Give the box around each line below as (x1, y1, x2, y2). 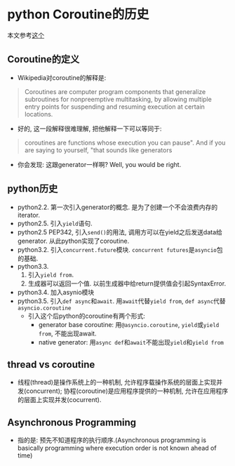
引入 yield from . (27, 270, 74, 279)
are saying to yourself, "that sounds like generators (24, 145, 173, 154)
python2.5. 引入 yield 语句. (17, 219, 93, 227)
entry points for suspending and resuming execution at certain (24, 102, 206, 111)
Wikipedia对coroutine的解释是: (17, 73, 107, 81)
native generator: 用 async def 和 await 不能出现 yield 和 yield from (38, 338, 224, 346)
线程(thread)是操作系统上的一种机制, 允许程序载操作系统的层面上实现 (17, 378, 217, 387)
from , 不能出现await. (38, 329, 97, 338)
